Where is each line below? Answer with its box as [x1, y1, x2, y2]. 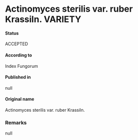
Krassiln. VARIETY [5, 14, 82, 25]
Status [5, 30, 19, 36]
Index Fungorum [5, 63, 38, 69]
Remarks [5, 119, 27, 126]
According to [5, 52, 32, 58]
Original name [5, 96, 34, 102]
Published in [5, 74, 31, 80]
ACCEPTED [5, 41, 28, 47]
